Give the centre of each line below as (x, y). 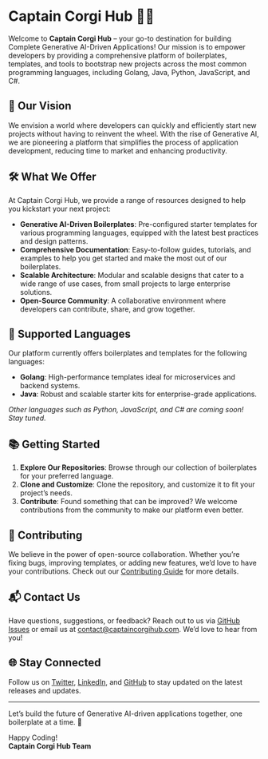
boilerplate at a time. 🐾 (45, 721)
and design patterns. (54, 241)
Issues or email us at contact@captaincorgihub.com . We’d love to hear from (133, 629)
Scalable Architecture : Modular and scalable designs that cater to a (132, 275)
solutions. (36, 292)
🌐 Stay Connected (55, 663)
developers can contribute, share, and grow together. (107, 309)
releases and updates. (45, 690)
